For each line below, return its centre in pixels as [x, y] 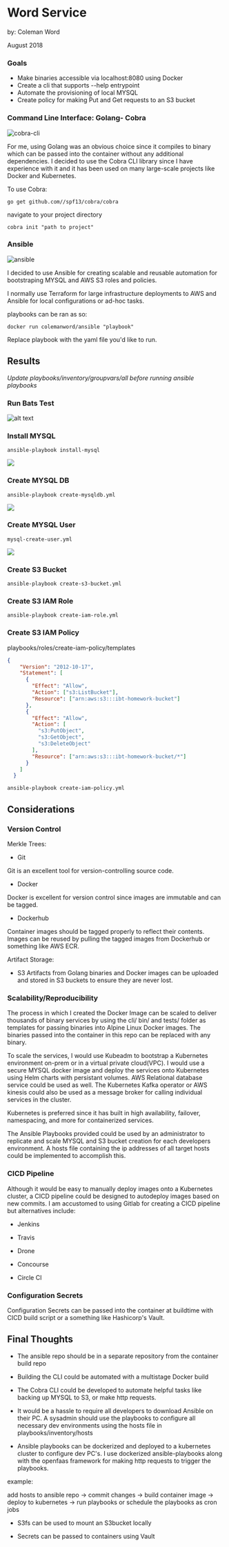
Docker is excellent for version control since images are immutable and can [114, 897]
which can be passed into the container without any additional [96, 154]
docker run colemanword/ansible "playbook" [71, 327]
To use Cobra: [27, 189]
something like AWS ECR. [43, 946]
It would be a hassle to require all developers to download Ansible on [115, 1410]
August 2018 [25, 45]
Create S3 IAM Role [40, 601]
